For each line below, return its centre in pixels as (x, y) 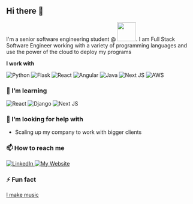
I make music (22, 195)
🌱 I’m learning (27, 91)
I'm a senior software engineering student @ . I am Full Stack (91, 39)
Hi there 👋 (25, 11)
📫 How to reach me (35, 148)
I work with (20, 63)
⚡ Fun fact (21, 179)
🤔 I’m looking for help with (45, 119)
